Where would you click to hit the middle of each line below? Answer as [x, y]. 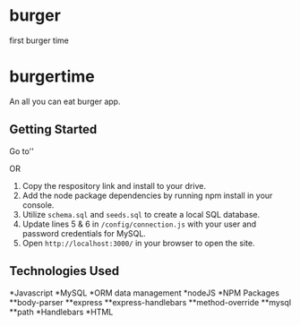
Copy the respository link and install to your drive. [114, 185]
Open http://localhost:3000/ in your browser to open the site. [138, 243]
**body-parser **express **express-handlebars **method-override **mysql [150, 302]
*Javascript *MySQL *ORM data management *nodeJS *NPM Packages [145, 293]
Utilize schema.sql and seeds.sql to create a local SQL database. [141, 214]
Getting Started [53, 129]
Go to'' [21, 151]
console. [38, 205]
